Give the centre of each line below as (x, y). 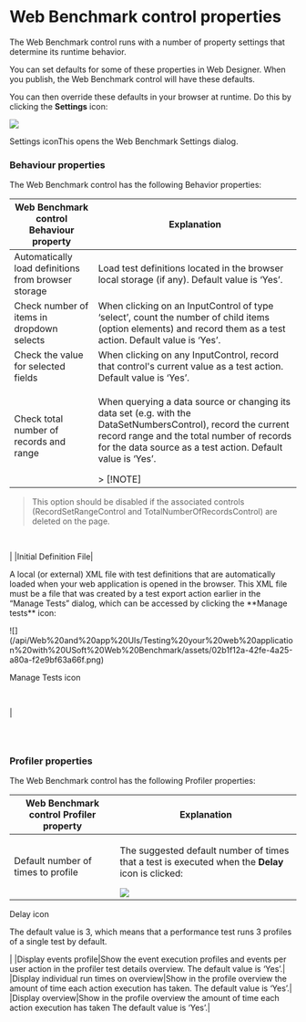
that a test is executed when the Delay (202, 862)
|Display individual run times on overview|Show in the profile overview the (148, 979)
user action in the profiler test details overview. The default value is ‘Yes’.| (148, 969)
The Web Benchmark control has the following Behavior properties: (136, 185)
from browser (43, 280)
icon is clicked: (152, 873)
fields (26, 378)
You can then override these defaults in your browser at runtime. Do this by (150, 97)
